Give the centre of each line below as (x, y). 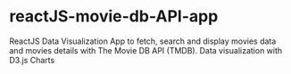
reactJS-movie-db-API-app (114, 16)
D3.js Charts (32, 60)
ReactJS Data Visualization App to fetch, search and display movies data (143, 41)
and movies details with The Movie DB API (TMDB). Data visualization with (146, 50)
